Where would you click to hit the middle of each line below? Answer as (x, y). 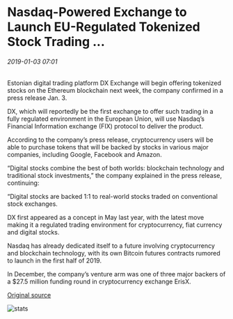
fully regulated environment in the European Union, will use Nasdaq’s (106, 119)
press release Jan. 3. (37, 98)
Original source (29, 295)
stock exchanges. (32, 204)
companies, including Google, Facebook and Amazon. (85, 155)
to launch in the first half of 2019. (55, 261)
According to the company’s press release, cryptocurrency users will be (110, 140)
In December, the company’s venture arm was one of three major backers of (116, 274)
